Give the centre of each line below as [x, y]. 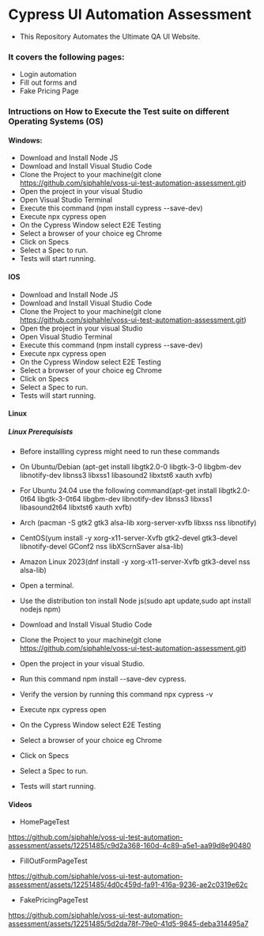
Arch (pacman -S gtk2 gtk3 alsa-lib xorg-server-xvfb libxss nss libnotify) [138, 523]
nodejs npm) [40, 609]
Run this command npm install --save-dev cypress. [103, 679]
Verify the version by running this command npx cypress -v [116, 695]
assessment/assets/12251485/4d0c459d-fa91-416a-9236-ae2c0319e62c [128, 885]
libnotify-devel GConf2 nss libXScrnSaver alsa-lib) [102, 547]
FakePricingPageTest [54, 900]
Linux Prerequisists [41, 431]
